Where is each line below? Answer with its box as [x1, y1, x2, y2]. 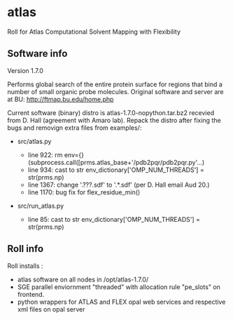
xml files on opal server [17, 305, 85, 313]
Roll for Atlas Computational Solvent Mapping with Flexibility [7, 27, 181, 36]
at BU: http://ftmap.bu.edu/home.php [7, 95, 114, 103]
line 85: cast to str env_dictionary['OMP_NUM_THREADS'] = [27, 215, 201, 223]
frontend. [17, 290, 45, 298]
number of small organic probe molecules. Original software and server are [7, 87, 224, 95]
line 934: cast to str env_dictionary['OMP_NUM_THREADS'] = [27, 166, 204, 174]
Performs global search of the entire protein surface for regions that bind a [7, 80, 223, 88]
